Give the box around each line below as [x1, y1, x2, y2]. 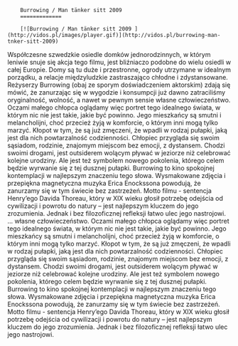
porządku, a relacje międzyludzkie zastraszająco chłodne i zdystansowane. [7, 73, 229, 81]
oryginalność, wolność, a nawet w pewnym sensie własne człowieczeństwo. [7, 96, 231, 104]
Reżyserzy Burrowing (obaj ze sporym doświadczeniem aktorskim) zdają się [7, 80, 231, 89]
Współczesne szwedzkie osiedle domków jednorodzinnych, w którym [7, 51, 211, 58]
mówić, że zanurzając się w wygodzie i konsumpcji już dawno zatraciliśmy [7, 88, 226, 96]
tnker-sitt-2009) [7, 38, 59, 45]
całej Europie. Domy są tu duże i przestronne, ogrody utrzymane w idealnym [7, 65, 232, 74]
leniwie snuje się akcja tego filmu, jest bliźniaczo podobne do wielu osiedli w [7, 58, 232, 66]
